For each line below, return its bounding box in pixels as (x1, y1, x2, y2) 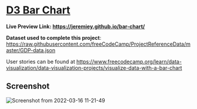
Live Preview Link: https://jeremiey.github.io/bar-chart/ (6, 23, 145, 30)
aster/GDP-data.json (6, 46, 56, 53)
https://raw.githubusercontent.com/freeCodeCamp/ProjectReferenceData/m (6, 40, 191, 47)
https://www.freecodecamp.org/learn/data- (76, 58, 182, 65)
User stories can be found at (6, 58, 75, 65)
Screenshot (6, 81, 50, 91)
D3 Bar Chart (6, 4, 71, 17)
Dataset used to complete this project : (6, 34, 102, 41)
